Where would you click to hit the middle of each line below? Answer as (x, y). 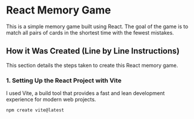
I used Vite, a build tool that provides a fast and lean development (86, 93)
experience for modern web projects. (51, 100)
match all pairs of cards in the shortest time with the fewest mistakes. (90, 32)
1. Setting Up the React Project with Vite (64, 80)
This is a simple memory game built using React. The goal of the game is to (97, 26)
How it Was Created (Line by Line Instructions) (93, 51)
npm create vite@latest (35, 110)
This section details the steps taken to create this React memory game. (92, 65)
